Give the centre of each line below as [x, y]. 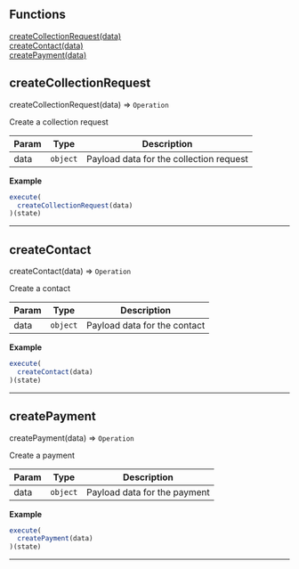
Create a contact [40, 289]
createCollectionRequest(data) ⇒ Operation [89, 104]
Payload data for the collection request [167, 159]
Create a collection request [59, 122]
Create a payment [42, 455]
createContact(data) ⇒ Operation [70, 272]
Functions [38, 15]
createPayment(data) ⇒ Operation [72, 438]
